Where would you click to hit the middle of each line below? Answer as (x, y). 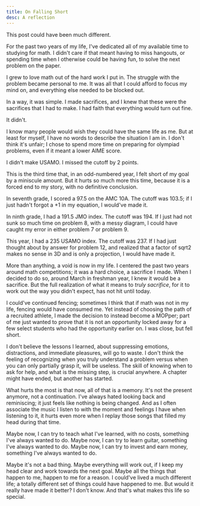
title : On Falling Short (37, 12)
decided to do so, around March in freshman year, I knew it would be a (94, 278)
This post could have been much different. (59, 34)
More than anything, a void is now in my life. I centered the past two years (98, 265)
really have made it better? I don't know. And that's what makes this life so (98, 490)
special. (16, 496)
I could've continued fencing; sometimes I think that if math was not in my (98, 302)
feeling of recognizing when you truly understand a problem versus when (97, 359)
